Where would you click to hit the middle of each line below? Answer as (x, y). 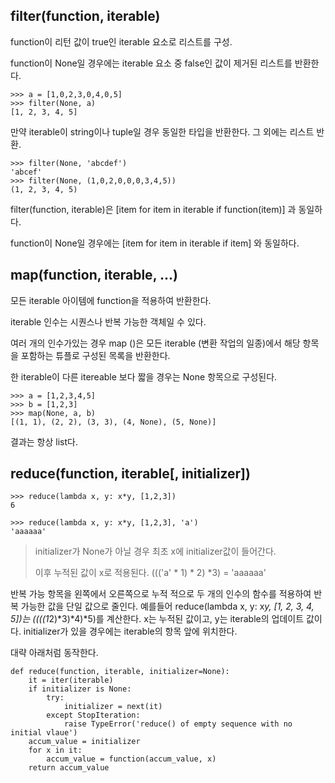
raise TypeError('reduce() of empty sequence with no (178, 724)
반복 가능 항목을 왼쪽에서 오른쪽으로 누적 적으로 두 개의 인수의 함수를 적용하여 (161, 594)
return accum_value (69, 768)
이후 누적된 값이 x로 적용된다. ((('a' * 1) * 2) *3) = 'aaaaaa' (150, 573)
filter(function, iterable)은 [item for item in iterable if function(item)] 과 (153, 209)
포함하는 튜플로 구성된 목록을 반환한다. (95, 355)
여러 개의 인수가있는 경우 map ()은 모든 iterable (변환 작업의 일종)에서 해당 (155, 343)
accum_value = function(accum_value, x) (131, 759)
